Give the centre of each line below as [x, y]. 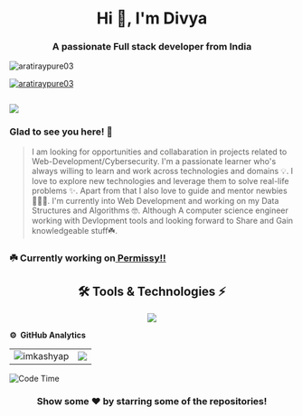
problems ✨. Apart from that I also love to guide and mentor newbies [159, 190]
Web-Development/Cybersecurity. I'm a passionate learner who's [154, 161]
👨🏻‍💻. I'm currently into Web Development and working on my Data [155, 200]
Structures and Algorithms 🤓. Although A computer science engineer [160, 210]
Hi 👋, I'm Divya [152, 18]
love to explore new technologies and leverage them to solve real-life [160, 180]
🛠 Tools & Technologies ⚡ [152, 292]
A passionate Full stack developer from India [152, 47]
